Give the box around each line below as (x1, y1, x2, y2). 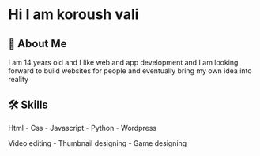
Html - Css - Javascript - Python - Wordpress (8, 123, 156, 132)
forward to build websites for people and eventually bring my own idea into (8, 66, 252, 76)
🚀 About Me (8, 37, 67, 50)
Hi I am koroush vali (8, 6, 139, 24)
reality (8, 75, 29, 84)
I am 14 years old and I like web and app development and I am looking (8, 58, 239, 67)
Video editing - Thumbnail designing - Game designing (8, 138, 187, 147)
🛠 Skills (8, 98, 49, 112)
